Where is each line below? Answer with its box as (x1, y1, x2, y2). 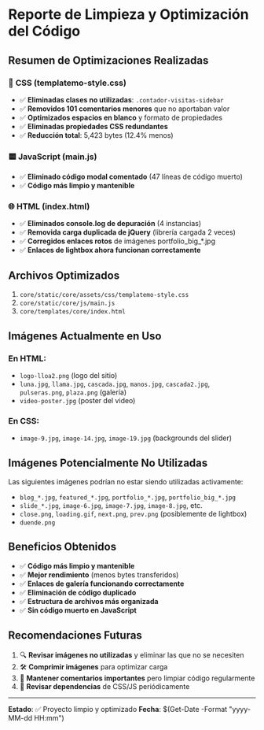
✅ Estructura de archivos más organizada (19, 596, 159, 606)
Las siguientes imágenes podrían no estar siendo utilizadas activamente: (8, 477, 244, 487)
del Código (8, 22, 81, 40)
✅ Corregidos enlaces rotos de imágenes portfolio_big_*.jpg (19, 236, 216, 246)
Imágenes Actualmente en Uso (8, 329, 162, 343)
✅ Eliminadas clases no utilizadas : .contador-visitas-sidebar (19, 94, 224, 104)
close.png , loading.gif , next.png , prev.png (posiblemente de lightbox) (19, 510, 247, 519)
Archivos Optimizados (8, 269, 120, 282)
